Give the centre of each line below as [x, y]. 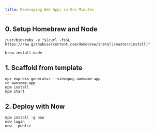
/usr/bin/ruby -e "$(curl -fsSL [38, 40]
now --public [18, 126]
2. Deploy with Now [35, 106]
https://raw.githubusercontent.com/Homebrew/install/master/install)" [78, 44]
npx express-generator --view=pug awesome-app [53, 79]
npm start [15, 92]
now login [15, 122]
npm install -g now [25, 118]
